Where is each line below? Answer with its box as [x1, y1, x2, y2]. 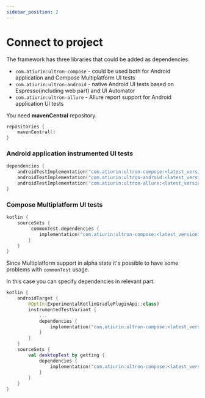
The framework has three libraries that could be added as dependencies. [6, 56, 190, 63]
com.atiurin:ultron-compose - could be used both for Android [15, 67, 171, 75]
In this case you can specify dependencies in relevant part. [6, 278, 155, 285]
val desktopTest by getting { [28, 352, 105, 358]
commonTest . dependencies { [31, 226, 99, 232]
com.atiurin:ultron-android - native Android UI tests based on [15, 80, 174, 87]
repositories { [6, 123, 45, 130]
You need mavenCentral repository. [6, 111, 97, 119]
